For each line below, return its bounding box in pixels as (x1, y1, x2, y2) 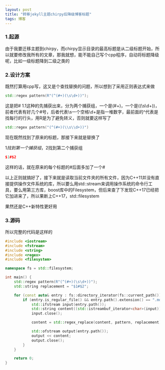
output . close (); (31, 338, 65, 343)
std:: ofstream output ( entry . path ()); (31, 329, 109, 334)
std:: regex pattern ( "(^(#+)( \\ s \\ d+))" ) (5, 125, 89, 130)
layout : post (5, 7, 32, 12)
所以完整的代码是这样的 (5, 229, 53, 235)
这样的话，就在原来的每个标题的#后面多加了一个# (5, 164, 106, 170)
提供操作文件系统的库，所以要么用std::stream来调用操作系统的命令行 (9, 180, 148, 187)
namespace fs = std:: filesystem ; (5, 266, 74, 271)
